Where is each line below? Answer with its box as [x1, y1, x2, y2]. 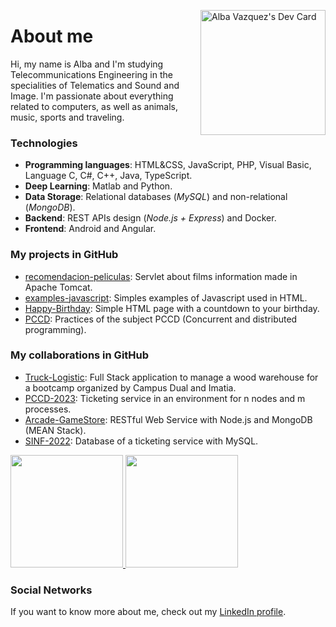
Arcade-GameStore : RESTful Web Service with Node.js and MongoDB [24, 413, 313, 425]
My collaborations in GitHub [10, 348, 150, 362]
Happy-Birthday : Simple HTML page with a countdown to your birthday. [24, 302, 320, 314]
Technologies [10, 136, 78, 150]
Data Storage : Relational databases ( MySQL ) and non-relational [24, 191, 288, 203]
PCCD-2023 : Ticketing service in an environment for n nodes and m [24, 392, 306, 404]
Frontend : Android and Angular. [24, 223, 157, 235]
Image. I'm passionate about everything [10, 90, 174, 102]
